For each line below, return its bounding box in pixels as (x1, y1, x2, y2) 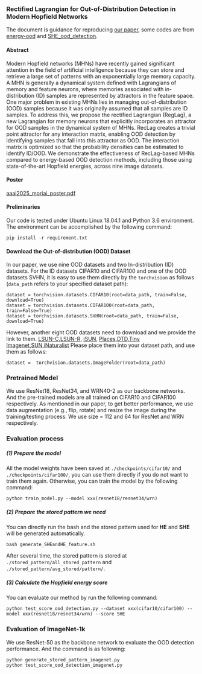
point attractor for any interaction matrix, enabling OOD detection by (6, 130, 176, 138)
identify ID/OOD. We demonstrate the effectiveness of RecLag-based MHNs (6, 150, 195, 157)
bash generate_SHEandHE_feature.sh (6, 542, 96, 548)
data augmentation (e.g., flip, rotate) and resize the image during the (6, 407, 176, 414)
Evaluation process (6, 434, 65, 443)
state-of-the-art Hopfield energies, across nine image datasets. (6, 162, 164, 170)
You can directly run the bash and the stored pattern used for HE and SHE (6, 524, 190, 531)
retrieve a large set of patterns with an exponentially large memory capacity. (6, 72, 196, 80)
